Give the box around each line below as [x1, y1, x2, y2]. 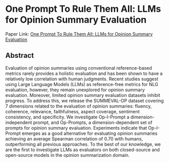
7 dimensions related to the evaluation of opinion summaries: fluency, [5, 103, 152, 109]
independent [5, 119, 32, 126]
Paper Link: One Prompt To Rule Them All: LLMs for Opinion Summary [5, 31, 153, 37]
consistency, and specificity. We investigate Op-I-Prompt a [5, 114, 130, 120]
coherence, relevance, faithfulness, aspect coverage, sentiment [5, 108, 140, 114]
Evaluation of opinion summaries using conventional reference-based [5, 65, 152, 71]
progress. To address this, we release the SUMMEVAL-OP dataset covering [5, 97, 164, 104]
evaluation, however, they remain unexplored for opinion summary [5, 87, 145, 93]
